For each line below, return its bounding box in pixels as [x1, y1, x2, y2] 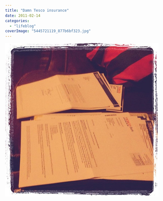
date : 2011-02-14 [5, 13, 41, 18]
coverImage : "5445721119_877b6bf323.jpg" [5, 29, 91, 34]
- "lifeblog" [9, 24, 36, 29]
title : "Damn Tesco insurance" [5, 8, 69, 13]
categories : [5, 18, 29, 23]
